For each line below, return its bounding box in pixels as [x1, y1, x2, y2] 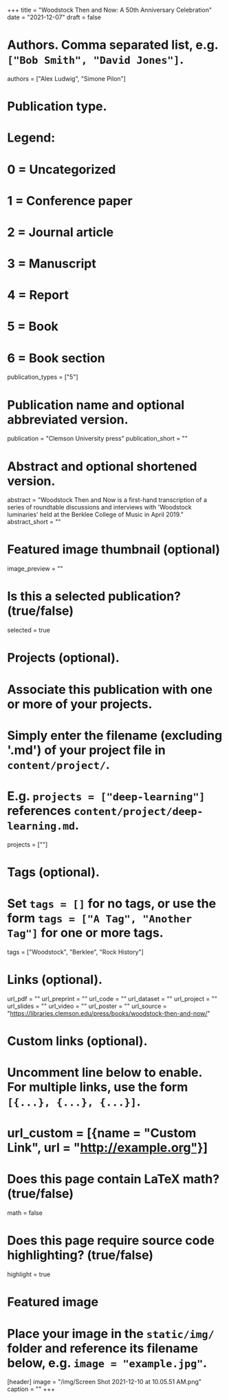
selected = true [7, 626, 50, 635]
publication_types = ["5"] [7, 373, 78, 381]
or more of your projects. [7, 696, 153, 712]
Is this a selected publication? [7, 589, 181, 604]
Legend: [7, 130, 56, 146]
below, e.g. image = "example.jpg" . [7, 1355, 208, 1370]
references [7, 802, 72, 818]
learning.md [7, 820, 76, 833]
